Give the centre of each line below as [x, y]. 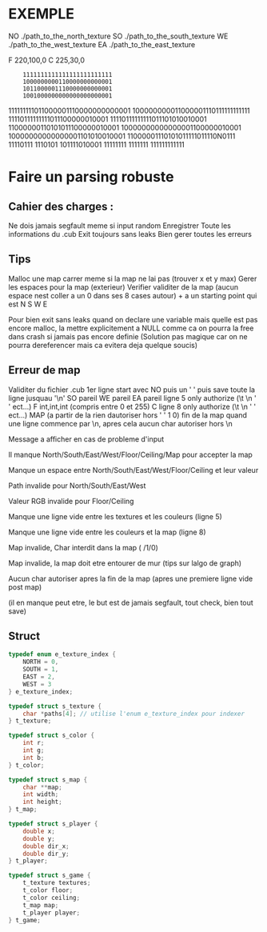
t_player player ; [52, 913]
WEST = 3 [37, 684]
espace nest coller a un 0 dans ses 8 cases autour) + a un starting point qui [133, 295]
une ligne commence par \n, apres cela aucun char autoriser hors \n [121, 423]
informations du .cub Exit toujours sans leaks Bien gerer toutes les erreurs [130, 234]
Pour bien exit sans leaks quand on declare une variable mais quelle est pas [133, 319]
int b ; [34, 758]
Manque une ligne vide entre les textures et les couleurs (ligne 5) [115, 516]
